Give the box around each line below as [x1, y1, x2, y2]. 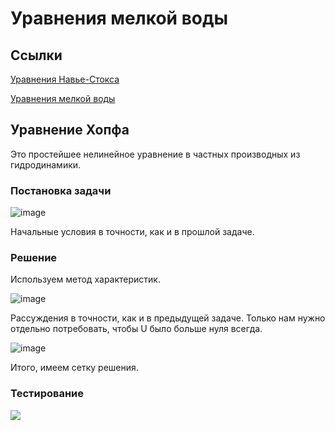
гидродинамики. [10, 158, 82, 171]
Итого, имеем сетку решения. [10, 362, 139, 374]
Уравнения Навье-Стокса [10, 73, 120, 85]
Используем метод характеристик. [10, 273, 161, 286]
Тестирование [10, 387, 85, 401]
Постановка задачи [10, 183, 112, 197]
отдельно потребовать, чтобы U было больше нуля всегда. [10, 323, 263, 335]
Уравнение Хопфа [10, 122, 130, 139]
